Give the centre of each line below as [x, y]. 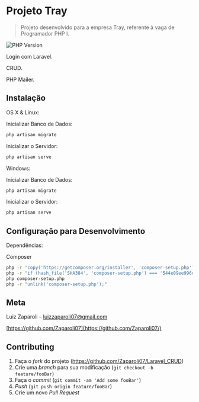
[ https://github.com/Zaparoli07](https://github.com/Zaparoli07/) [84, 328]
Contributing [30, 347]
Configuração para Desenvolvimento [76, 231]
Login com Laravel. [29, 56]
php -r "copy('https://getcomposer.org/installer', [71, 268]
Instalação [26, 98]
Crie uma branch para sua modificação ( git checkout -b [84, 368]
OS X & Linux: [23, 112]
